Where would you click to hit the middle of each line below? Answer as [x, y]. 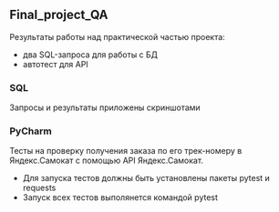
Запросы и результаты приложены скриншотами [105, 107]
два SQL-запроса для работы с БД [90, 55]
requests [39, 188]
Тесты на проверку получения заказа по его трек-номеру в [126, 151]
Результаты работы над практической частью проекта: [117, 36]
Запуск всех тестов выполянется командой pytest [120, 197]
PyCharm [31, 131]
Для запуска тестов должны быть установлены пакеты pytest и [146, 178]
